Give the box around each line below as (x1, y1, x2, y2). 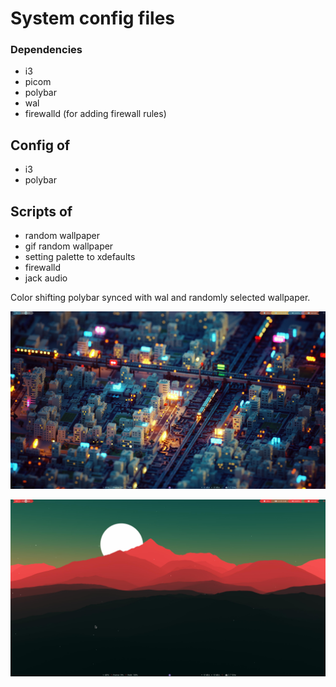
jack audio (24, 272, 68, 284)
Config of (10, 137, 71, 154)
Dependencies (10, 43, 83, 57)
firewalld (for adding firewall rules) (24, 108, 167, 120)
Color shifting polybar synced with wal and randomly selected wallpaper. (10, 292, 311, 304)
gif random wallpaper (24, 240, 114, 252)
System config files (10, 7, 175, 30)
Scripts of (10, 203, 73, 220)
